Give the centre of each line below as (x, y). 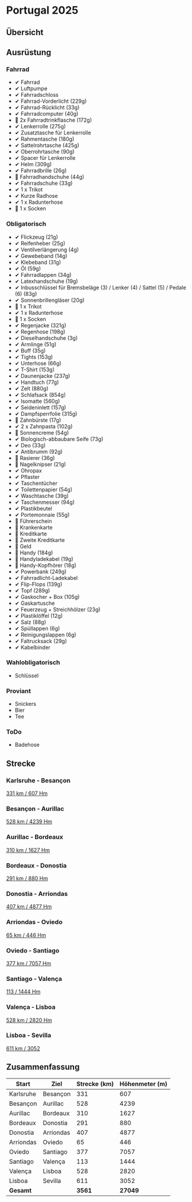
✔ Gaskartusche (35, 603)
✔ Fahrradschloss (36, 95)
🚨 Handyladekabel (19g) (44, 559)
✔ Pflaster (27, 477)
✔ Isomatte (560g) (37, 401)
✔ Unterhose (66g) (38, 363)
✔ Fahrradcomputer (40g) (47, 114)
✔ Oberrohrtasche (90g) (45, 152)
